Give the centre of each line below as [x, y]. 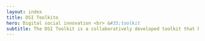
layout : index [24, 12]
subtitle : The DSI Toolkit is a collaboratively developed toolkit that [101, 29]
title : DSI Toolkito [33, 17]
